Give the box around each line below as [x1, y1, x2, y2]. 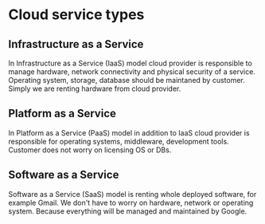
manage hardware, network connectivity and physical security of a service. [8, 67, 256, 77]
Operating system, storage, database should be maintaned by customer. [8, 76, 245, 84]
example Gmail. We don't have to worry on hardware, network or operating [8, 198, 254, 207]
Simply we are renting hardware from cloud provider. [8, 84, 181, 93]
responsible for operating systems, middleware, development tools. [8, 136, 229, 146]
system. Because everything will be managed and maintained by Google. [8, 206, 247, 216]
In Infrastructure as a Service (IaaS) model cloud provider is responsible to [8, 58, 252, 68]
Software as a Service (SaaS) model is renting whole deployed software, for [8, 189, 257, 198]
